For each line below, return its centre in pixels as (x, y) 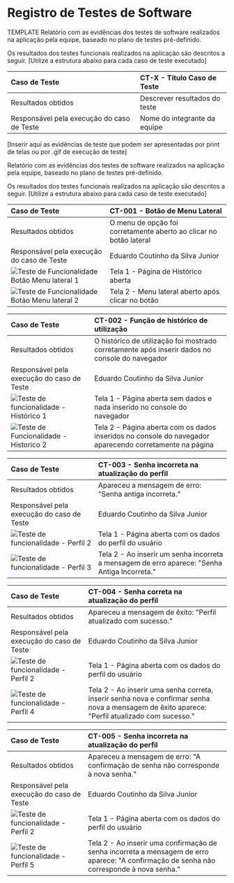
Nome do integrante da (178, 118)
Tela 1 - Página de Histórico (156, 272)
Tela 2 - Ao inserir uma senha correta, (151, 690)
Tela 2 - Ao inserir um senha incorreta (161, 554)
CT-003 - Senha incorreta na (148, 464)
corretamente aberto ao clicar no (163, 231)
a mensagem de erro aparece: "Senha (160, 563)
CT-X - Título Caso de (178, 77)
